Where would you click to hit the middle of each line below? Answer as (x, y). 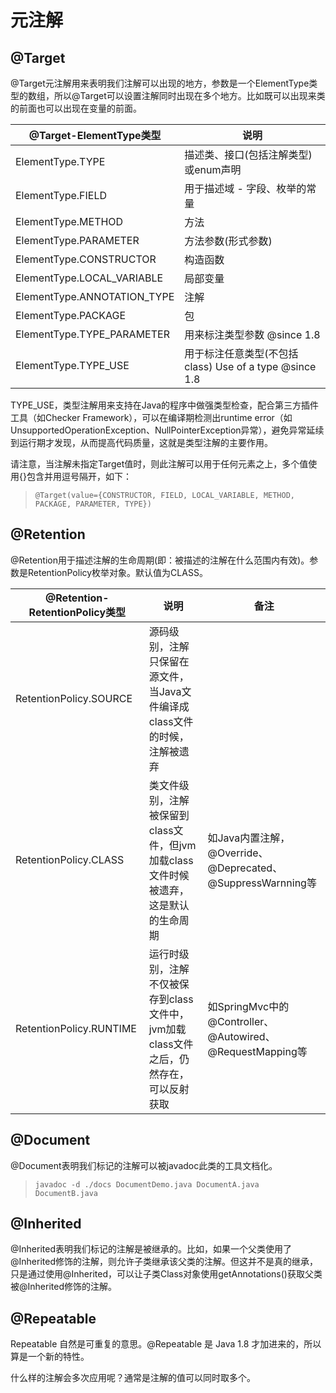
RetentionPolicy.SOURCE (74, 698)
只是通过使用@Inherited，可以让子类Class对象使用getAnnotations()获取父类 (166, 1274)
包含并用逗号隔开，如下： (79, 476)
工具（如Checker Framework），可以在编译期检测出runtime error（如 (151, 417)
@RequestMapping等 (257, 1051)
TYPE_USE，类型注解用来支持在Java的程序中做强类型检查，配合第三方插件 (165, 405)
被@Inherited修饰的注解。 (63, 1287)
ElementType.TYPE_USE (72, 365)
